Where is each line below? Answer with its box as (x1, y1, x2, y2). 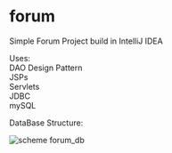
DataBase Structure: (9, 117, 84, 128)
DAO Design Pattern (9, 62, 83, 73)
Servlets (9, 81, 40, 92)
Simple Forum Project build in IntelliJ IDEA (9, 36, 163, 46)
